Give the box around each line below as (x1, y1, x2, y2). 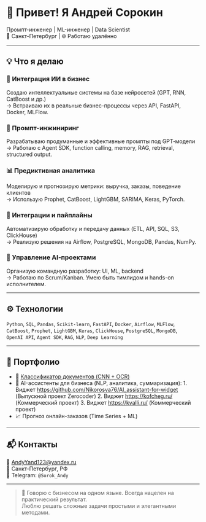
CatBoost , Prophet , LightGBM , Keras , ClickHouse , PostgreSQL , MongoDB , (6, 327, 178, 334)
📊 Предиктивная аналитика (6, 166, 96, 174)
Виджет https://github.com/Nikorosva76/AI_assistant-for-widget (15, 386, 178, 394)
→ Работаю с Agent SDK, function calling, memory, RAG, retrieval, (6, 144, 175, 151)
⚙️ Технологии (6, 304, 63, 314)
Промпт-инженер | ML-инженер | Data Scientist (6, 26, 131, 33)
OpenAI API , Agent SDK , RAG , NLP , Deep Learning (6, 333, 124, 340)
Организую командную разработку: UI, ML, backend (6, 267, 144, 275)
